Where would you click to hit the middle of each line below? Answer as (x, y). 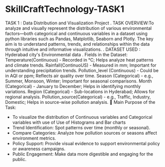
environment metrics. (34, 138)
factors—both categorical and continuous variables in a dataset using (76, 33)
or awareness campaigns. (39, 149)
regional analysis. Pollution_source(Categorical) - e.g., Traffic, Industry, (78, 97)
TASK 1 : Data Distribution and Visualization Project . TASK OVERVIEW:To (80, 23)
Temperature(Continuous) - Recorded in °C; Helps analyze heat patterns (79, 60)
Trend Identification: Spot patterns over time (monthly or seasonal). (81, 127)
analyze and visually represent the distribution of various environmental (79, 28)
